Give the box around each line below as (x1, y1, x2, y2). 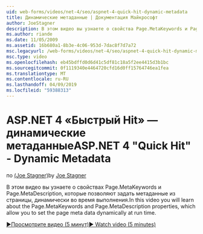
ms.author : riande (6, 31, 53, 37)
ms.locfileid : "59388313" (6, 87, 71, 93)
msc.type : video (6, 54, 47, 60)
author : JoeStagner (6, 20, 56, 26)
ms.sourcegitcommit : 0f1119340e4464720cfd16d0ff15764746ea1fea (6, 65, 169, 71)
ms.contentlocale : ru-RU (6, 76, 69, 82)
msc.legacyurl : (6, 48, 45, 54)
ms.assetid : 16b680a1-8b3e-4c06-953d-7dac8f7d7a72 (6, 43, 137, 49)
